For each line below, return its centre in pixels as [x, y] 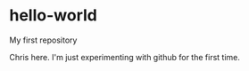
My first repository [43, 40]
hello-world [54, 16]
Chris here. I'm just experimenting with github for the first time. [125, 57]
